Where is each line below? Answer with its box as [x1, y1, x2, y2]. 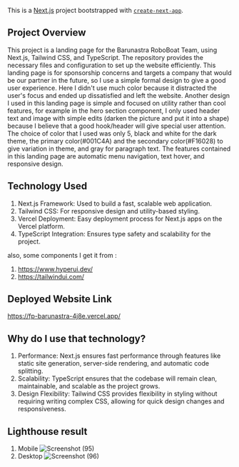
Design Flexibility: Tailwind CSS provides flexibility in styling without [17, 389, 218, 398]
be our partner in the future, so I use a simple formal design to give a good [7, 76, 226, 84]
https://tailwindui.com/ [17, 272, 84, 281]
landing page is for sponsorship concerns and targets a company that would [7, 68, 232, 77]
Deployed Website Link [7, 293, 112, 306]
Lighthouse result [7, 425, 88, 438]
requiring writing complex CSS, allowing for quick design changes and [17, 397, 225, 406]
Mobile [17, 444, 39, 453]
